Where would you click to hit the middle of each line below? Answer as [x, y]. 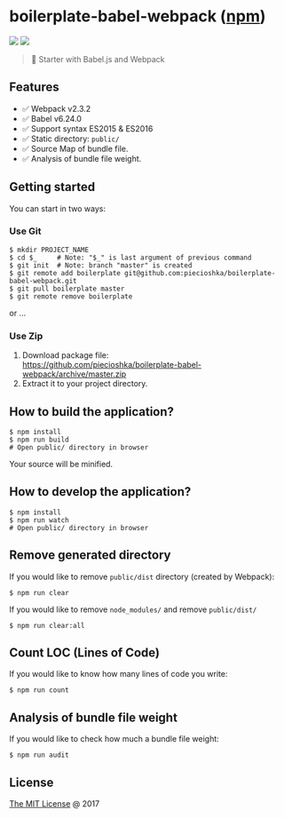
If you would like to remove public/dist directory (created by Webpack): [142, 576]
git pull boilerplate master [71, 289]
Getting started [52, 187]
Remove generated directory [90, 556]
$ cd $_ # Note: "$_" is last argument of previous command [130, 258]
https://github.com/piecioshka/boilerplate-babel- [112, 365]
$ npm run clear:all [47, 625]
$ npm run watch [39, 520]
